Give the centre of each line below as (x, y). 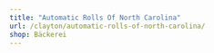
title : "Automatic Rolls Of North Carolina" (95, 18)
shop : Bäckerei (38, 34)
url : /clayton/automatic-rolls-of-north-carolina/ (107, 26)
